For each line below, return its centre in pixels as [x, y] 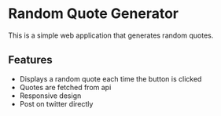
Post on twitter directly [56, 103]
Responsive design [50, 96]
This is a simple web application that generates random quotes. [111, 35]
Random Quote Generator [94, 14]
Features [30, 60]
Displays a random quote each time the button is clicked [110, 78]
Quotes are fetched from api [65, 87]
